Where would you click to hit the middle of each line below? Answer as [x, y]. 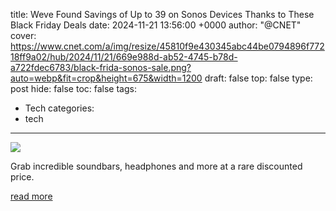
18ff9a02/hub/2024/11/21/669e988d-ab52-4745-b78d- [124, 57]
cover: [23, 35]
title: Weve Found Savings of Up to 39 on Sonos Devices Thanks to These [162, 14]
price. [22, 177]
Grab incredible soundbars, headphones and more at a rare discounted [156, 166]
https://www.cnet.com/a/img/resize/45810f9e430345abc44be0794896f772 [167, 46]
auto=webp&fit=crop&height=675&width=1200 [106, 78]
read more [31, 196]
